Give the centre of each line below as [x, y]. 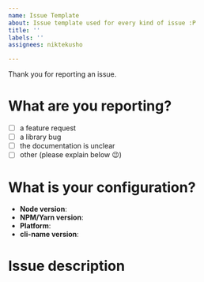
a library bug [40, 137]
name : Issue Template [44, 15]
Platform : [35, 226]
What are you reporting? [90, 106]
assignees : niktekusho [45, 45]
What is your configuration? [102, 187]
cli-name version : [49, 235]
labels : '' [26, 38]
